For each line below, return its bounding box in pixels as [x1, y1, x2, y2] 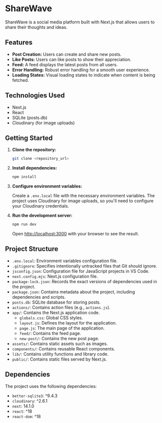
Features [5, 38, 33, 47]
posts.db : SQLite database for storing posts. [12, 299, 101, 305]
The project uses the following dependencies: [5, 383, 97, 389]
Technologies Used [5, 91, 65, 100]
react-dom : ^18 [12, 413, 41, 419]
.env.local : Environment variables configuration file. [12, 258, 118, 264]
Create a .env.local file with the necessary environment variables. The [12, 193, 155, 199]
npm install [12, 174, 36, 179]
